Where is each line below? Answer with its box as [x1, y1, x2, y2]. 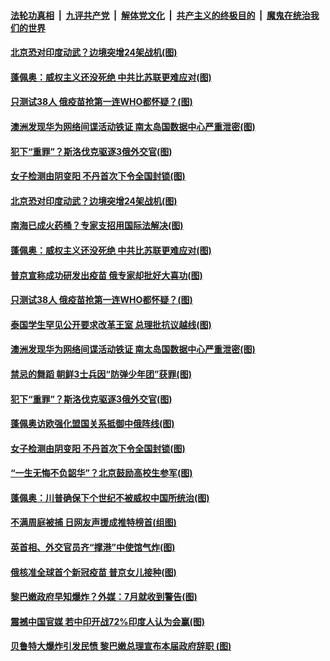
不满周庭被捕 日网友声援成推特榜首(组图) [10, 516, 177, 529]
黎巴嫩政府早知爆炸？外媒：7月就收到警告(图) [10, 591, 198, 603]
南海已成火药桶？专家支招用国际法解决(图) [10, 220, 184, 232]
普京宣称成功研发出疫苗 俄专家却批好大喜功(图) [10, 269, 203, 281]
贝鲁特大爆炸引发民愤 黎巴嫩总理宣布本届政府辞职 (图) [10, 640, 232, 652]
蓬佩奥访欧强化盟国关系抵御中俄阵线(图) [10, 418, 175, 430]
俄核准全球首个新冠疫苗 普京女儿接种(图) [10, 566, 177, 578]
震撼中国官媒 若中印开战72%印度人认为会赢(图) [10, 615, 206, 627]
